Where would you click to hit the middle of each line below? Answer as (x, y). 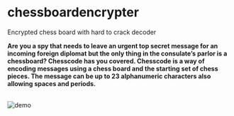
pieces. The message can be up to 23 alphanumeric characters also (109, 76)
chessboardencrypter (73, 12)
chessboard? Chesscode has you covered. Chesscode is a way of (106, 60)
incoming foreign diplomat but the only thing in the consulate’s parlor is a (117, 53)
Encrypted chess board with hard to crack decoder (82, 32)
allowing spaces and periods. (51, 83)
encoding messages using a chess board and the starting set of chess (113, 68)
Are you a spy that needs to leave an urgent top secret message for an (113, 46)
